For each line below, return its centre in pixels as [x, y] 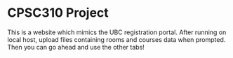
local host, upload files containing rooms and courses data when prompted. [116, 39]
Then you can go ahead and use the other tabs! [76, 47]
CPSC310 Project [58, 13]
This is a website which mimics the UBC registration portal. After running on [117, 32]
